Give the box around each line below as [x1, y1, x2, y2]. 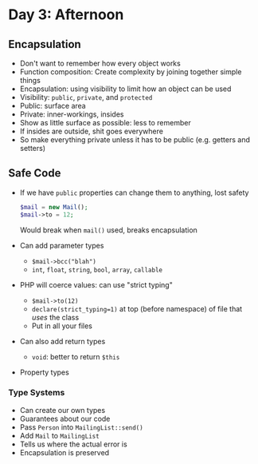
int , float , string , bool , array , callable [31, 264, 163, 274]
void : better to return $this [31, 351, 120, 361]
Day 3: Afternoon [8, 6, 124, 24]
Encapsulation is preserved [19, 447, 110, 457]
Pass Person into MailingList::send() [19, 422, 143, 432]
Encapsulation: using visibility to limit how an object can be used [19, 84, 232, 93]
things [19, 76, 41, 85]
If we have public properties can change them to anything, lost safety [19, 188, 249, 197]
